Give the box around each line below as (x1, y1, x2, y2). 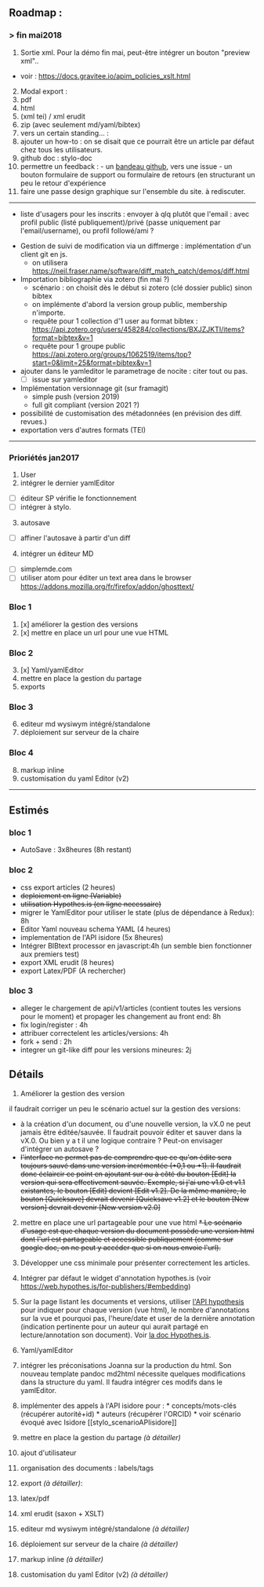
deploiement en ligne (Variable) (20, 890, 122, 900)
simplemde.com (20, 565, 73, 574)
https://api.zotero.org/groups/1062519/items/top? (31, 349, 192, 359)
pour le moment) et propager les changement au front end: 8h (20, 1011, 222, 1021)
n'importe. (31, 308, 66, 317)
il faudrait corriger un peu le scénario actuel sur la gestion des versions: (9, 1103, 241, 1113)
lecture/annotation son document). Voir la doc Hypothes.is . (20, 1330, 212, 1340)
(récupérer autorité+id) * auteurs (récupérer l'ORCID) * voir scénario (20, 1409, 241, 1418)
